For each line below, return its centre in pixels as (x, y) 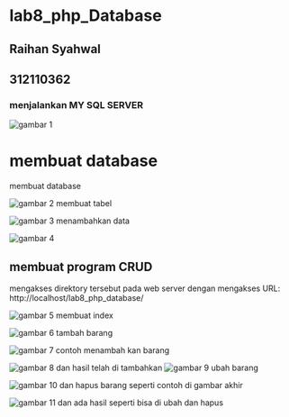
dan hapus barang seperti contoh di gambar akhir (151, 385)
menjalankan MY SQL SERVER (77, 104)
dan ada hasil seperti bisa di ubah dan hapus (140, 403)
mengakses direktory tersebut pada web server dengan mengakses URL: (145, 288)
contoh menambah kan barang (112, 350)
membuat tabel (84, 204)
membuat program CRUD (81, 267)
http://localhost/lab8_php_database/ (77, 298)
